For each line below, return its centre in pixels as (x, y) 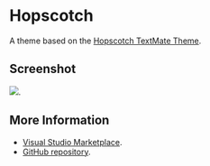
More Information (59, 120)
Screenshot (43, 69)
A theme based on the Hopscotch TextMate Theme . (105, 41)
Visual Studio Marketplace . (72, 142)
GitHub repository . (56, 152)
